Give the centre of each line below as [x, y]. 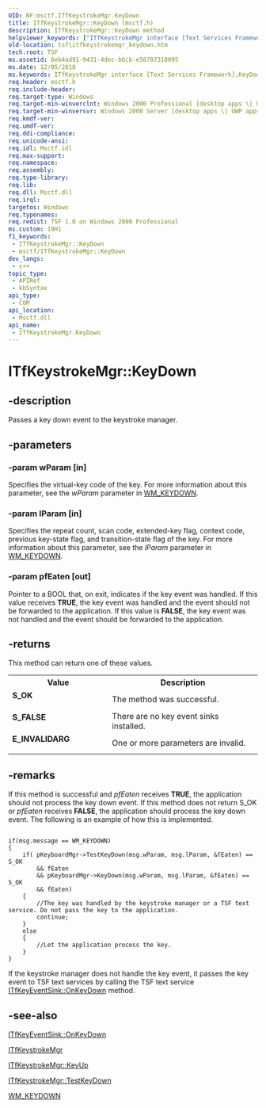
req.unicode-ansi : [38, 141]
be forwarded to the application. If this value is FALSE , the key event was [127, 610]
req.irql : [25, 200]
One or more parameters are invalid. [179, 743]
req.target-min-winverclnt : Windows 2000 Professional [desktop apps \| [131, 104]
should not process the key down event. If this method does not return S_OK [133, 803]
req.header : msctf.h [42, 82]
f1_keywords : [30, 237]
